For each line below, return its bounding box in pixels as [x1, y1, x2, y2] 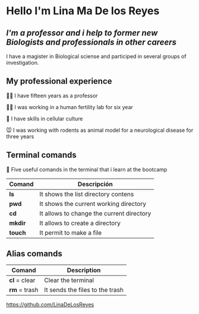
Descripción [77, 180, 113, 188]
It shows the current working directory [39, 199, 147, 208]
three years [6, 132, 34, 140]
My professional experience [6, 76, 112, 87]
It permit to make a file [39, 229, 102, 237]
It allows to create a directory [39, 218, 121, 227]
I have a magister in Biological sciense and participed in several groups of [6, 53, 187, 60]
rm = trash [9, 286, 39, 294]
